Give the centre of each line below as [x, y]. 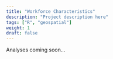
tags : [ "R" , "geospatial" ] [39, 22]
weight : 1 [18, 28]
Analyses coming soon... [36, 50]
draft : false [22, 33]
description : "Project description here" [57, 17]
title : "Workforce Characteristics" [51, 11]
